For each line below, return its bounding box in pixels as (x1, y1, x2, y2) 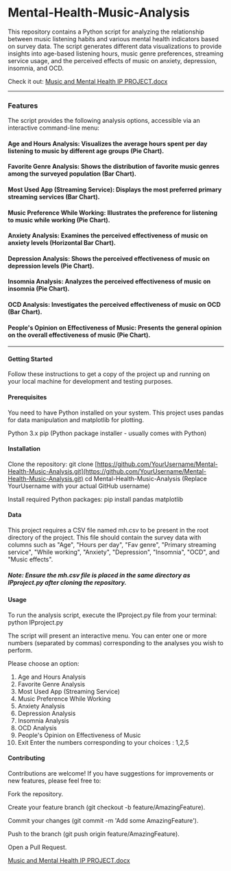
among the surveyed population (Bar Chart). (8, 170, 136, 178)
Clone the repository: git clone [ (8, 460, 98, 468)
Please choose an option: (8, 659, 80, 667)
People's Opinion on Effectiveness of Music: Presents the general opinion (8, 323, 222, 332)
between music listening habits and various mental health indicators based (8, 34, 219, 43)
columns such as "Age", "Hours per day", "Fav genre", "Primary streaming (8, 541, 217, 548)
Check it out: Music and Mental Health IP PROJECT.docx (8, 77, 168, 85)
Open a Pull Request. (8, 843, 67, 851)
